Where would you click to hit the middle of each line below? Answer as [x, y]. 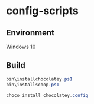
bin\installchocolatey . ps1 [39, 79]
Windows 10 [21, 47]
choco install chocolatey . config [47, 95]
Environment [30, 33]
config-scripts [42, 11]
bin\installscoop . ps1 [33, 84]
